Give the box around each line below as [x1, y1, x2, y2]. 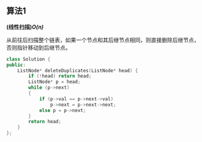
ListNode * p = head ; [28, 79, 81, 85]
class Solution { [6, 56, 51, 62]
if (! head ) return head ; [28, 73, 92, 80]
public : [6, 62, 26, 68]
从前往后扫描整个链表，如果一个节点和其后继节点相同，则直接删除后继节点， [6, 36, 200, 43]
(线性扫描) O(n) [6, 23, 44, 31]
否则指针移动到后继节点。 [6, 43, 71, 51]
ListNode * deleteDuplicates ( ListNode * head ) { [17, 67, 138, 73]
